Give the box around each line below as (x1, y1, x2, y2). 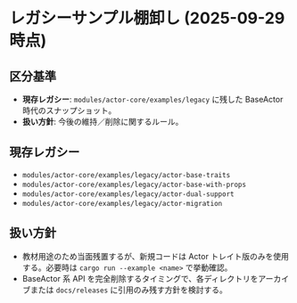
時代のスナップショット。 (21, 105, 117, 116)
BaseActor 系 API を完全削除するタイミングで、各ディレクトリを (21, 273, 259, 283)
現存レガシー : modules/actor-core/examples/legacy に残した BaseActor (21, 94, 284, 104)
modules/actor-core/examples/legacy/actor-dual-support (21, 189, 235, 199)
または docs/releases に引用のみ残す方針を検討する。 (29, 284, 227, 295)
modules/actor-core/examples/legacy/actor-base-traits (21, 170, 231, 179)
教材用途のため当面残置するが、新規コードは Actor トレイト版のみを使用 (21, 250, 290, 261)
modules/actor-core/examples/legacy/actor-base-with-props (21, 180, 247, 189)
